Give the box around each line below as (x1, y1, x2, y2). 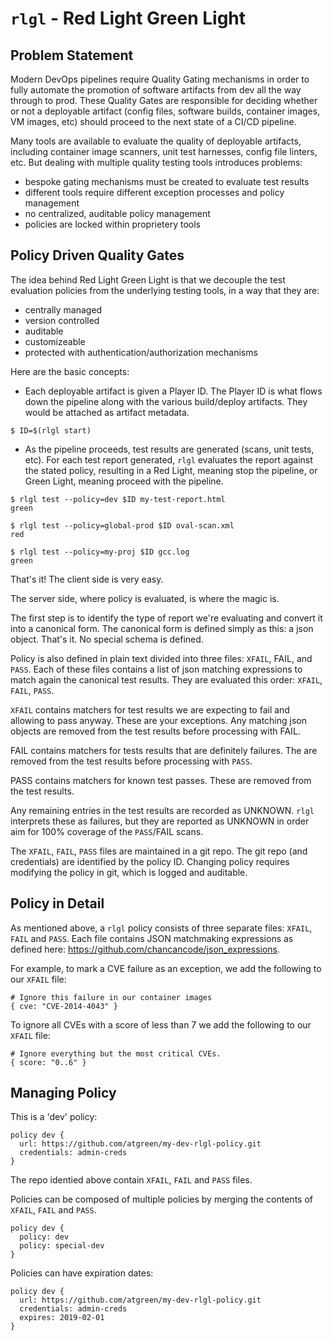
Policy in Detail (10, 895, 105, 912)
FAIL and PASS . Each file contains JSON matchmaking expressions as (10, 932, 294, 944)
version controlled (24, 314, 100, 326)
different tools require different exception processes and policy (24, 187, 285, 198)
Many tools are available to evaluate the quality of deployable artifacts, (10, 135, 302, 147)
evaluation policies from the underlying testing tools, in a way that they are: (10, 284, 320, 296)
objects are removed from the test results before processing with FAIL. (10, 725, 301, 737)
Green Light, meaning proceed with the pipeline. (24, 475, 224, 487)
